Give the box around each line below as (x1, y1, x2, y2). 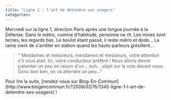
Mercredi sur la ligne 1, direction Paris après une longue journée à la (5, 26, 148, 32)
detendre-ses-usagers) (5, 89, 55, 95)
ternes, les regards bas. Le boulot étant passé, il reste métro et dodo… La (5, 37, 160, 43)
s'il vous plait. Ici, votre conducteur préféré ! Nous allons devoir (17, 57, 151, 63)
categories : (5, 12, 31, 17)
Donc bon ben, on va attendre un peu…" (17, 68, 102, 74)
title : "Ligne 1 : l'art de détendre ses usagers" (5, 7, 115, 13)
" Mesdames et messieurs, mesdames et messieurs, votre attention (17, 52, 160, 58)
